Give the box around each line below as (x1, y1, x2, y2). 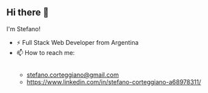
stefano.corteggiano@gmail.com (26, 71, 119, 79)
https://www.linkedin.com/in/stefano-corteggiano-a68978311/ (26, 78, 201, 86)
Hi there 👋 (6, 7, 49, 18)
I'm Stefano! (6, 24, 41, 33)
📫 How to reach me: (16, 48, 75, 56)
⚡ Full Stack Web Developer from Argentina (16, 38, 139, 46)
